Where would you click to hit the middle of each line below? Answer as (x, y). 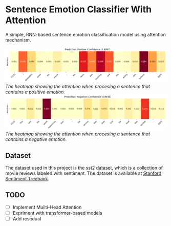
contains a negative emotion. (36, 139)
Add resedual (27, 219)
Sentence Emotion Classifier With (79, 9)
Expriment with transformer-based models (57, 213)
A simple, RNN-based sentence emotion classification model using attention (86, 34)
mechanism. (18, 40)
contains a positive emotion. (35, 92)
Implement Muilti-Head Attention (47, 207)
